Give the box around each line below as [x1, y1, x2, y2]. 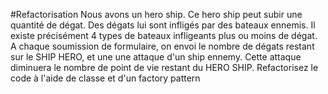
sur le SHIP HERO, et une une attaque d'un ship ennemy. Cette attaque [10, 51, 302, 63]
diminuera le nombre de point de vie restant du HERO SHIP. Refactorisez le [10, 62, 319, 73]
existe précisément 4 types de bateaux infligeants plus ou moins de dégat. [10, 30, 318, 41]
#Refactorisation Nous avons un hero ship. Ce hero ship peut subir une [10, 9, 303, 20]
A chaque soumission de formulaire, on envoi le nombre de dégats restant [10, 40, 315, 52]
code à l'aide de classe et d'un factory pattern [10, 72, 201, 84]
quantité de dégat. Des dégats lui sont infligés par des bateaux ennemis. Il [10, 19, 316, 31]
